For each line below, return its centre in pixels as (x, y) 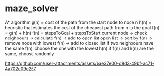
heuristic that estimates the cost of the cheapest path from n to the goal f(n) (82, 27)
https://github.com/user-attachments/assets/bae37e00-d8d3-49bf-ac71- (80, 63)
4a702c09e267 (21, 68)
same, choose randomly (30, 54)
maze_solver (32, 9)
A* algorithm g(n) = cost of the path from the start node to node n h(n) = (78, 22)
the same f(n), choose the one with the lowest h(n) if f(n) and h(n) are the (80, 48)
